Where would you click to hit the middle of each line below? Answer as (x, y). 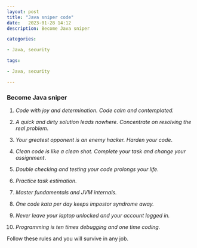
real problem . (32, 128)
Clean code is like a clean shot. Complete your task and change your (101, 151)
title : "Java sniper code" (40, 17)
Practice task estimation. (46, 181)
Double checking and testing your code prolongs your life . (87, 169)
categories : (21, 39)
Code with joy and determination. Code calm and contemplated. (95, 110)
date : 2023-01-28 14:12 (39, 23)
